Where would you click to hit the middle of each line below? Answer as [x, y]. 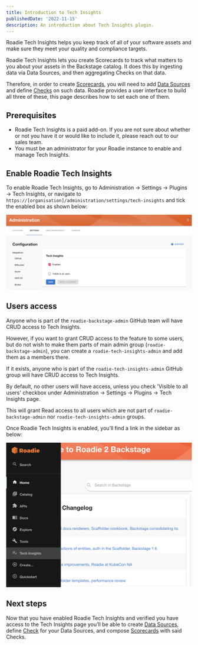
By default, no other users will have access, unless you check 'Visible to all [97, 386]
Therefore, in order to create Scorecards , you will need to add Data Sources [98, 84]
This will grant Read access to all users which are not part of [80, 410]
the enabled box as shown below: [47, 206]
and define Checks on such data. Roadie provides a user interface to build [96, 90]
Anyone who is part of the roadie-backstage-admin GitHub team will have [95, 320]
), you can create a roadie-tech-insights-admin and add [114, 351]
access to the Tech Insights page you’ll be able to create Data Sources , [93, 624]
